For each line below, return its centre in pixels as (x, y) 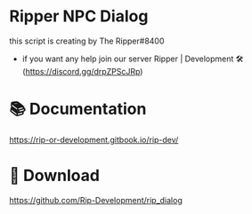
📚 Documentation (78, 109)
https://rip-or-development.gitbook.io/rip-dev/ (94, 139)
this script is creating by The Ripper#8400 (87, 41)
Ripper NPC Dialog (79, 16)
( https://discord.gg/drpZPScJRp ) (82, 71)
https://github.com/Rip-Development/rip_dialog (96, 200)
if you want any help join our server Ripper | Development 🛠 (133, 59)
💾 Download (55, 176)
